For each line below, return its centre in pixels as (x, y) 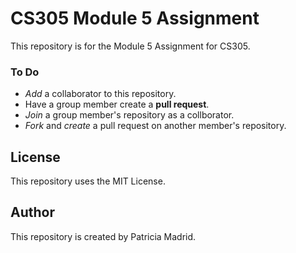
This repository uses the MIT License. (88, 181)
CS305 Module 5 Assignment (135, 18)
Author (32, 212)
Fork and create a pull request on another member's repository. (155, 126)
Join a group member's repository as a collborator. (129, 115)
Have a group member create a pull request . (117, 104)
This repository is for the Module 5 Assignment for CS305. (130, 46)
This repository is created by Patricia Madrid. (103, 236)
